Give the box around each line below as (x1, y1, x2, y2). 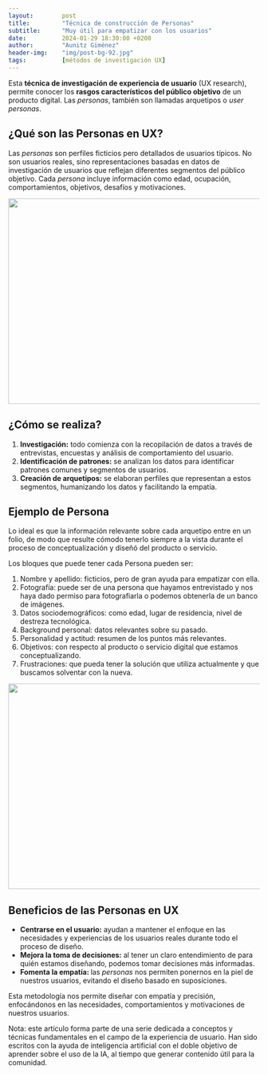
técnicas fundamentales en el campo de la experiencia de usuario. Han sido (8, 1032, 258, 1042)
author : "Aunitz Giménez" (8, 42, 120, 50)
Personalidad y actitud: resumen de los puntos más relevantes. (19, 634, 227, 643)
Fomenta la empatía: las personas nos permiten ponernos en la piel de (19, 968, 254, 977)
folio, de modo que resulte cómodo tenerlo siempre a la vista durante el (8, 535, 243, 544)
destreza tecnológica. (19, 617, 92, 627)
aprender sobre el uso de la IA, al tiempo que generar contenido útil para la (8, 1049, 255, 1059)
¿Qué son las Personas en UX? (8, 127, 164, 141)
